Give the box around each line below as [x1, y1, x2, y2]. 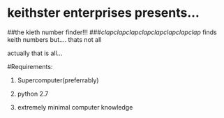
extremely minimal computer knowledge [17, 103, 133, 111]
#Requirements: [7, 62, 53, 71]
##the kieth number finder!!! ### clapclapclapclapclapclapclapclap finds [7, 28, 218, 36]
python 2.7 [17, 89, 49, 98]
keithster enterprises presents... [7, 5, 200, 21]
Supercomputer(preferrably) [17, 75, 99, 84]
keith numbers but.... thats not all [7, 35, 102, 43]
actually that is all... [7, 49, 63, 57]
